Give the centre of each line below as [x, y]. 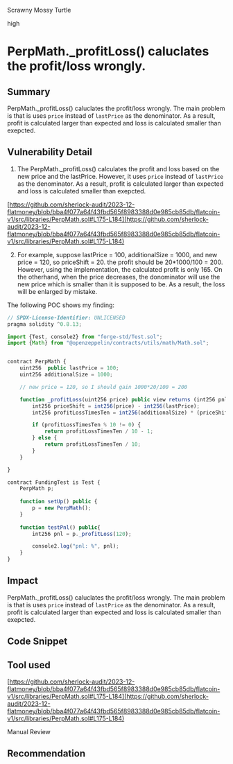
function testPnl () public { [60, 527]
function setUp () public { [59, 502]
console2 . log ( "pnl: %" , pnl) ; [76, 546]
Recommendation [46, 754]
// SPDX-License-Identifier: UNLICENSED [67, 318]
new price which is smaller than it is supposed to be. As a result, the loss [121, 284]
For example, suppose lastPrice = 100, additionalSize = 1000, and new [117, 254]
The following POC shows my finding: [61, 305]
